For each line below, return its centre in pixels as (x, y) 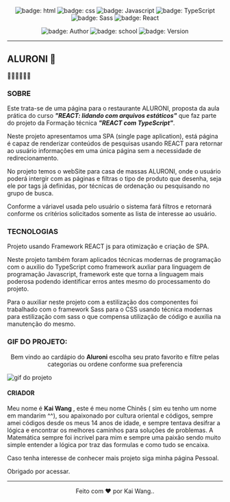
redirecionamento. (33, 158)
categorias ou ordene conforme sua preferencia (115, 364)
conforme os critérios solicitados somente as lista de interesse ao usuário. (112, 214)
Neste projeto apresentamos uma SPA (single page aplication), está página (113, 136)
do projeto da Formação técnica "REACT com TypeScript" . (91, 123)
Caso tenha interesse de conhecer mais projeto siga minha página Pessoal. (113, 458)
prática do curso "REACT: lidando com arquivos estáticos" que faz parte (112, 116)
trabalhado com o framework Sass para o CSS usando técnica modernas (110, 309)
